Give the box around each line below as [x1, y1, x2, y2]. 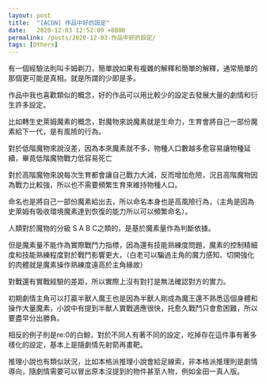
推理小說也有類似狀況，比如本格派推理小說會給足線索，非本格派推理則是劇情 [8, 357, 258, 366]
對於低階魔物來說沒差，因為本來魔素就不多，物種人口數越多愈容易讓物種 [8, 144, 244, 153]
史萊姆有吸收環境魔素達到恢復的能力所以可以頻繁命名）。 [8, 207, 192, 216]
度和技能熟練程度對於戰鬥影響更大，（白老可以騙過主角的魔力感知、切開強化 [8, 250, 255, 260]
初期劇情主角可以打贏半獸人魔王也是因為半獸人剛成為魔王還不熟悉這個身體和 [8, 294, 258, 303]
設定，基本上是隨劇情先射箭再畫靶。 [28, 340, 147, 350]
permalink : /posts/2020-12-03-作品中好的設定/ [8, 33, 157, 42]
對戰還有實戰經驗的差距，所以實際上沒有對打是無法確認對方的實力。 [8, 277, 230, 287]
